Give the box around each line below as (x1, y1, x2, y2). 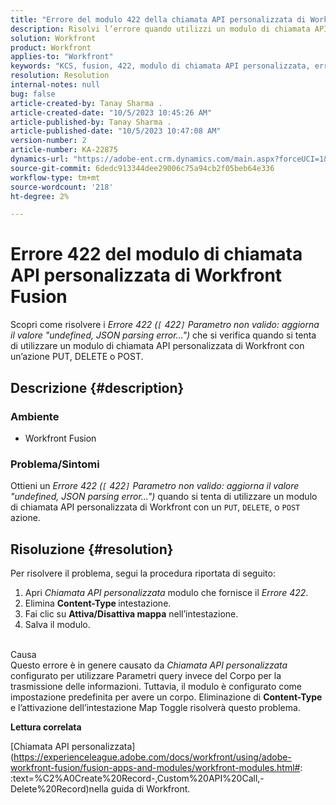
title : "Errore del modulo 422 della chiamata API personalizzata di (10, 14, 307, 25)
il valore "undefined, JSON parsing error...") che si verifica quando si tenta (10, 329, 317, 341)
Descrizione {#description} (10, 379, 185, 396)
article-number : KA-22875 (10, 145, 118, 155)
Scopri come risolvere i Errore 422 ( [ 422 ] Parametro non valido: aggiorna (10, 319, 320, 331)
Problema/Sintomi (10, 457, 100, 471)
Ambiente (10, 409, 60, 423)
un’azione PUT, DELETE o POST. (10, 351, 144, 363)
